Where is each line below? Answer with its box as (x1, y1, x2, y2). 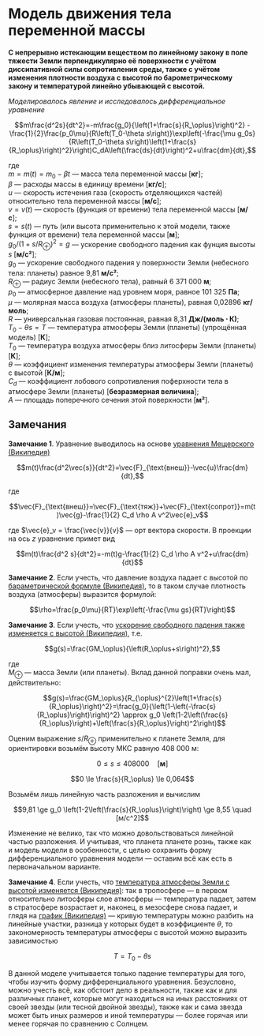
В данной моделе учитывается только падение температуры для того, (8, 969, 246, 978)
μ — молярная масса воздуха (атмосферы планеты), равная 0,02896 (8, 297, 242, 306)
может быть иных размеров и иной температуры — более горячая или (8, 1011, 248, 1020)
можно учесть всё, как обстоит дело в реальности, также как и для (8, 985, 238, 995)
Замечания (8, 418, 67, 431)
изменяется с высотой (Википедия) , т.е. (8, 629, 143, 638)
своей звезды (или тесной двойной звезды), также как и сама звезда (8, 1002, 243, 1012)
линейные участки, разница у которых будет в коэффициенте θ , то (8, 919, 233, 929)
